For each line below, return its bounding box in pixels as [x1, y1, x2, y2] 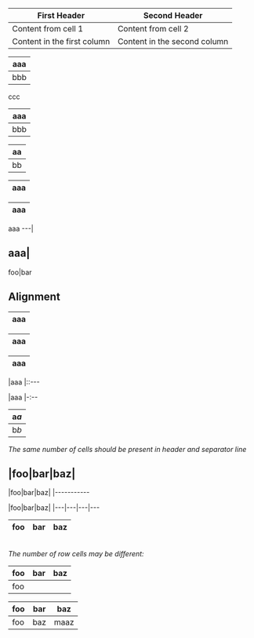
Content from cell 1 [12, 24, 84, 34]
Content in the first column [12, 36, 111, 46]
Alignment [8, 290, 60, 304]
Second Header [143, 10, 203, 20]
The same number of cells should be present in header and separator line [8, 444, 247, 454]
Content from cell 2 [117, 24, 190, 34]
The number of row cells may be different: [8, 549, 144, 559]
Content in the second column [117, 36, 229, 46]
